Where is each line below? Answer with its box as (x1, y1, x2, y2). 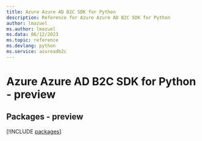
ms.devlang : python (6, 43, 56, 49)
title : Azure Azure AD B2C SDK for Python (6, 9, 116, 15)
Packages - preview (6, 112, 84, 122)
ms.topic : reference (6, 37, 59, 43)
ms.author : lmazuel (6, 26, 56, 32)
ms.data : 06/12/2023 (6, 32, 59, 38)
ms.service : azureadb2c (6, 49, 67, 55)
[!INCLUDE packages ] (6, 128, 62, 135)
